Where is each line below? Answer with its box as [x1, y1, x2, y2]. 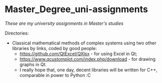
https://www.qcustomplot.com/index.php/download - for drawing [19, 56, 156, 62]
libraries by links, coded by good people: [12, 45, 97, 51]
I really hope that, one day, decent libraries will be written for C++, [19, 67, 157, 73]
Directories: [5, 30, 29, 36]
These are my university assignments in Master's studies [5, 20, 124, 26]
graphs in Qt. [19, 61, 47, 67]
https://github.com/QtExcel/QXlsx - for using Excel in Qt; [19, 51, 137, 57]
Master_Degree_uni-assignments [5, 4, 148, 15]
